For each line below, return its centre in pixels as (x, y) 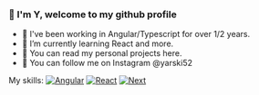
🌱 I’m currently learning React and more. (98, 43)
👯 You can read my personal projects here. (102, 53)
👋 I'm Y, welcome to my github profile (93, 14)
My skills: (26, 81)
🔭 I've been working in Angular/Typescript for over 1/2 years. (136, 34)
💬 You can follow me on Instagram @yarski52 (107, 63)
